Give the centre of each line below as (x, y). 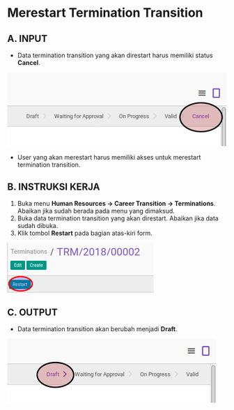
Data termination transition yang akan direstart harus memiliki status (115, 55)
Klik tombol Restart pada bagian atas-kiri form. (85, 233)
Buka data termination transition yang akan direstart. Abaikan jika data (118, 218)
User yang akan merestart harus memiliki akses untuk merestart (109, 158)
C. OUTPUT (32, 312)
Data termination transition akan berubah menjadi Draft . (97, 328)
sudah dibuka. (38, 226)
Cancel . (29, 63)
